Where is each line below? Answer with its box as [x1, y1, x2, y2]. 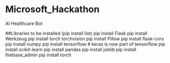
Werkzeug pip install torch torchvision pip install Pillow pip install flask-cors [5, 36, 164, 42]
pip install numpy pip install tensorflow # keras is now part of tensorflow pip [5, 41, 165, 47]
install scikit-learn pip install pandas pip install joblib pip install [5, 46, 137, 52]
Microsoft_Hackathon [5, 4, 100, 15]
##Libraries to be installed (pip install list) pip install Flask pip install [5, 30, 147, 36]
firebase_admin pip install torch [5, 52, 72, 58]
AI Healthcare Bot [5, 20, 42, 26]
